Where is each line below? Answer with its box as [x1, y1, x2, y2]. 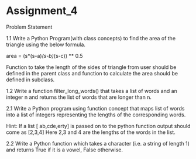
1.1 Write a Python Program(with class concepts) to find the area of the [6, 34, 176, 42]
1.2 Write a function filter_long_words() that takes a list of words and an [6, 87, 177, 94]
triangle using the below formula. [6, 41, 86, 48]
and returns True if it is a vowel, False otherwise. [6, 146, 123, 153]
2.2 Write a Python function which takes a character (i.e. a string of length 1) [6, 140, 190, 147]
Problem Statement [6, 23, 53, 30]
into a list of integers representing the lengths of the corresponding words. [6, 111, 186, 118]
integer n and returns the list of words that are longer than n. [6, 94, 152, 101]
